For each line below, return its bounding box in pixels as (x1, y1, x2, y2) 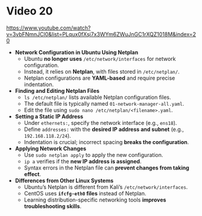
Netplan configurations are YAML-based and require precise (24, 74, 175, 81)
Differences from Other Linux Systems (14, 177, 114, 184)
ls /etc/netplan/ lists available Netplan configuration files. (24, 94, 171, 101)
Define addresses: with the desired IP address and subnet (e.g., (24, 125, 184, 133)
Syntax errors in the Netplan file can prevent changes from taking (24, 164, 190, 171)
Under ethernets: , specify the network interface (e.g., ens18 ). (24, 119, 177, 126)
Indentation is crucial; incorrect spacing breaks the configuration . (24, 138, 189, 145)
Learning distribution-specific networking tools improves (24, 196, 166, 203)
